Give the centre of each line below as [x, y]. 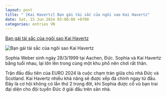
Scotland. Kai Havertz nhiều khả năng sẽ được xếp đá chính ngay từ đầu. [81, 78]
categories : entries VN [30, 24]
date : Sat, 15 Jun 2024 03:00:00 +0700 [47, 19]
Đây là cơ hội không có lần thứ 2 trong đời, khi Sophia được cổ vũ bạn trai [81, 84]
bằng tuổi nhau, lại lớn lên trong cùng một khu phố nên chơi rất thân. [76, 63]
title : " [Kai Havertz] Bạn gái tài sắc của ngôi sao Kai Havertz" [78, 15]
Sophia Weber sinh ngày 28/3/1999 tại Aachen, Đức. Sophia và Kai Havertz [83, 58]
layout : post [19, 10]
